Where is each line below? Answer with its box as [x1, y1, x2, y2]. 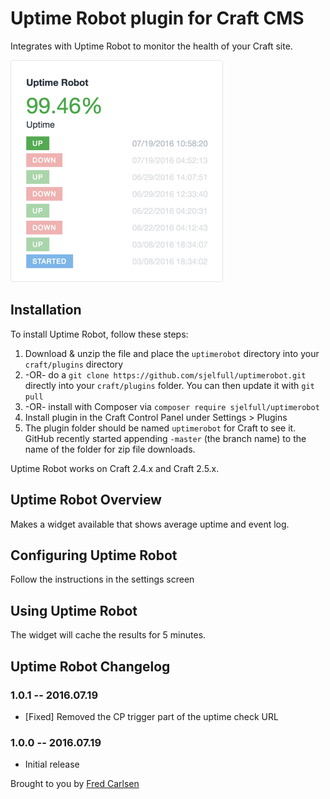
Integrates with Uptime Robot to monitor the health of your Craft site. [10, 40, 293, 52]
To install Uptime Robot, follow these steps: [10, 328, 189, 340]
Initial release [24, 758, 80, 771]
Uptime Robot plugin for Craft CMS [10, 7, 305, 30]
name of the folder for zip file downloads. [24, 443, 196, 455]
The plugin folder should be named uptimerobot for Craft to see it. [24, 422, 297, 434]
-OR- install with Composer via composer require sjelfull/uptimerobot [24, 400, 320, 412]
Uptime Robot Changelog [10, 658, 171, 675]
